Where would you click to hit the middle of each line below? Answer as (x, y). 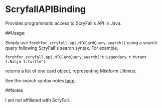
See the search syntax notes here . (41, 80)
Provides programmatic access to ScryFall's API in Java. (63, 23)
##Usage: (16, 33)
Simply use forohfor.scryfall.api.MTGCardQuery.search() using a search (81, 42)
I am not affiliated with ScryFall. (38, 100)
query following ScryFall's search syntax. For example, (62, 48)
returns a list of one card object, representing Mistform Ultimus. (71, 71)
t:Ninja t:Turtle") (26, 61)
